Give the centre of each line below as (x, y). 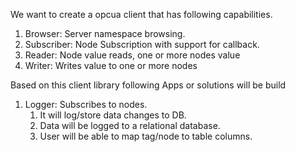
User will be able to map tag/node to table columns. (146, 136)
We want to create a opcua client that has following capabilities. (141, 14)
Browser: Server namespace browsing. (105, 33)
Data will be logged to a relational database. (130, 125)
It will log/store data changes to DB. (113, 115)
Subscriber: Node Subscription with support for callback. (142, 44)
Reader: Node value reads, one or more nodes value (132, 55)
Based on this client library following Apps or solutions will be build (148, 85)
